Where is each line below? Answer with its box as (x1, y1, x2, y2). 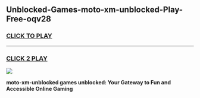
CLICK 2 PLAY (6, 54, 48, 62)
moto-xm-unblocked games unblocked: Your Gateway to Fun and (6, 78, 171, 86)
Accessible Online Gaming (6, 85, 73, 92)
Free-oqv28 (6, 14, 52, 24)
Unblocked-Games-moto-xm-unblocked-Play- (6, 5, 183, 15)
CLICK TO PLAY (6, 32, 52, 40)
